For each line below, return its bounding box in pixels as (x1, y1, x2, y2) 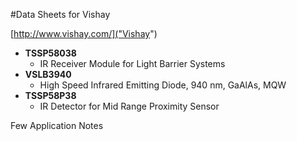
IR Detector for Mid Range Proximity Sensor (39, 100, 220, 112)
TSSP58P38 (24, 90, 77, 101)
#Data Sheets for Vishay (10, 9, 111, 20)
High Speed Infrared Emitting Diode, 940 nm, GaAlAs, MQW (39, 79, 287, 91)
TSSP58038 (24, 47, 77, 59)
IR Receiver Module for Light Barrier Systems (39, 58, 226, 69)
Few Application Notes (10, 120, 104, 131)
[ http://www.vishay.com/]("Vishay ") (10, 28, 158, 39)
